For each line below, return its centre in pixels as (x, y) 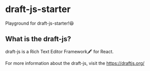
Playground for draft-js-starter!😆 (40, 23)
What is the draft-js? (38, 39)
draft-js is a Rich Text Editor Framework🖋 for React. (59, 51)
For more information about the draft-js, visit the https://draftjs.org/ (75, 63)
